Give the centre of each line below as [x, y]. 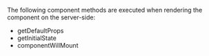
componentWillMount [48, 45]
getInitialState [37, 38]
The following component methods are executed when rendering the [105, 10]
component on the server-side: [51, 17]
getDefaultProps [40, 31]
